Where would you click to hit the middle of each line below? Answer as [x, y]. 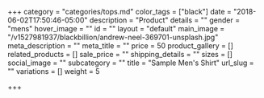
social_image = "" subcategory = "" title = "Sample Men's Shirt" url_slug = [131, 63]
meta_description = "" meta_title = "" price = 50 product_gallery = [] [120, 46]
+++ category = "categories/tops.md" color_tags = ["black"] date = [119, 12]
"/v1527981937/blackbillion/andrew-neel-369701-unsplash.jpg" [113, 37]
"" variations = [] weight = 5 [54, 71]
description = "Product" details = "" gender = [164, 20]
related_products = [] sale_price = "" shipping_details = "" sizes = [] [120, 54]
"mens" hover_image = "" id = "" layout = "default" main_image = [116, 29]
